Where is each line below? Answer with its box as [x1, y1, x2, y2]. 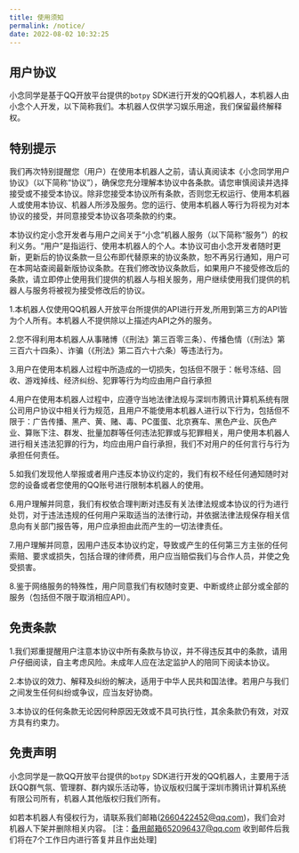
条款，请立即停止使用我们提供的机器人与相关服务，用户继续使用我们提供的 [9, 274, 282, 285]
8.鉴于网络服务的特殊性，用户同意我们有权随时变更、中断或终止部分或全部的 [9, 581, 289, 591]
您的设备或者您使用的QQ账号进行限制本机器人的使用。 [9, 479, 209, 490]
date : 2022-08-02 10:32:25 [9, 29, 109, 38]
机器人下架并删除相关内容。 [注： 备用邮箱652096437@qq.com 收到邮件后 [9, 823, 282, 833]
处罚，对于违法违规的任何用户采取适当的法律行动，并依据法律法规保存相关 [9, 510, 282, 520]
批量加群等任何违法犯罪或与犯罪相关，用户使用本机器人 [86, 428, 290, 438]
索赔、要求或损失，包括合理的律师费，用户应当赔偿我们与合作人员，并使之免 [9, 551, 290, 561]
